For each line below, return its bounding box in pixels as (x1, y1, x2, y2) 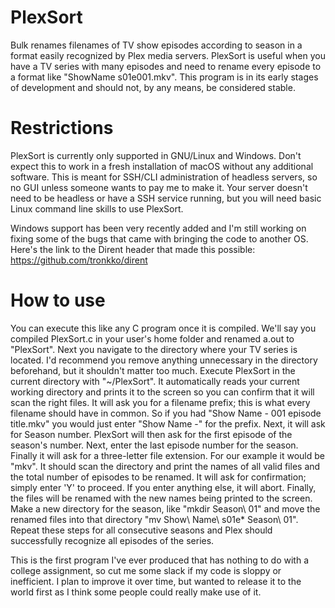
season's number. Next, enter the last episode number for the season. (10, 439, 299, 451)
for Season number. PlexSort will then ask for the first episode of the (10, 428, 293, 440)
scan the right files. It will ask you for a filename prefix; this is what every (10, 396, 311, 408)
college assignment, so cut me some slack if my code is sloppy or (10, 564, 282, 576)
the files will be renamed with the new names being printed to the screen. (10, 492, 313, 504)
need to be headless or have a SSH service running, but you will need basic (10, 192, 322, 204)
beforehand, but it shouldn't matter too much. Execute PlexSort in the (10, 364, 296, 376)
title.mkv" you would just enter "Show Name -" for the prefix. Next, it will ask (10, 417, 326, 430)
